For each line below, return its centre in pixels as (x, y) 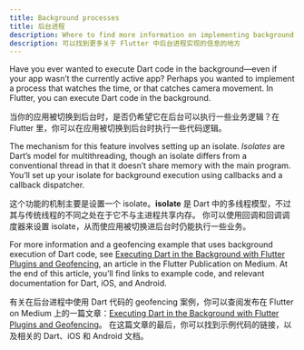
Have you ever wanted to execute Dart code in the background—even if (143, 69)
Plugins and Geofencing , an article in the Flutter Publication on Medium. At (149, 264)
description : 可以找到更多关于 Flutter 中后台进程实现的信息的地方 (125, 43)
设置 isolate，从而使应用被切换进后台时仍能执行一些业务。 (142, 226)
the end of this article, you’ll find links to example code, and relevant (137, 274)
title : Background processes (64, 18)
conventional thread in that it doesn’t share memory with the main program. (150, 165)
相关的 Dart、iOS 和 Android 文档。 (83, 336)
